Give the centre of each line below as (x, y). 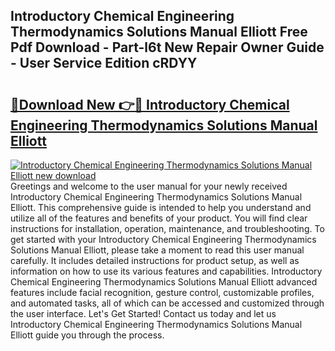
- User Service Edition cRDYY (104, 63)
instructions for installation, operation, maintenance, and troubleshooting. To (167, 228)
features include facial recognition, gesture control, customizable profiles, (162, 292)
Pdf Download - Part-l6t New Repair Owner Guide (167, 47)
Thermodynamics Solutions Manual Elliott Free (159, 32)
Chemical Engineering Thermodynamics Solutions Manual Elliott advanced (164, 282)
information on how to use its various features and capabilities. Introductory (166, 271)
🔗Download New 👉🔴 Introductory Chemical (150, 104)
